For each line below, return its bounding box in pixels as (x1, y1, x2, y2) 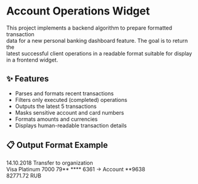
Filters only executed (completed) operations (15, 96, 128, 103)
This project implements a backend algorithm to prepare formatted (6, 24, 173, 31)
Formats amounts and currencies (15, 115, 98, 122)
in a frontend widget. (6, 56, 59, 63)
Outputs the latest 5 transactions (15, 103, 97, 110)
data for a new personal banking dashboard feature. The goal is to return (6, 37, 188, 44)
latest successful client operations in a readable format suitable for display (6, 49, 193, 57)
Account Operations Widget (6, 4, 150, 18)
